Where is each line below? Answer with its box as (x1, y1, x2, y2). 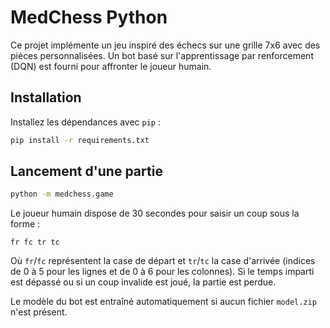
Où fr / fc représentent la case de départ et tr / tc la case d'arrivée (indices (10, 255, 316, 267)
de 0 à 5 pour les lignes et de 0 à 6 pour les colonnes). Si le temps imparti (10, 266, 315, 278)
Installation (10, 89, 82, 106)
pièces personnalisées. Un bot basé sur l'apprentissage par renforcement (10, 49, 314, 61)
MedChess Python (10, 6, 168, 29)
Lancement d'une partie (10, 163, 163, 180)
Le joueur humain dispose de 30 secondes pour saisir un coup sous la (10, 207, 300, 220)
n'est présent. (10, 306, 68, 318)
